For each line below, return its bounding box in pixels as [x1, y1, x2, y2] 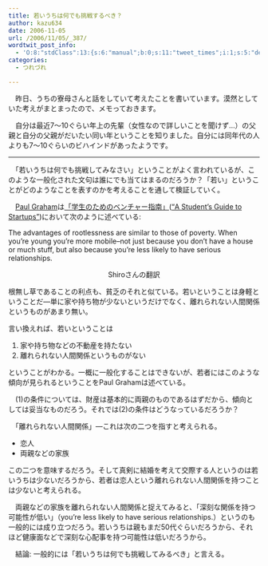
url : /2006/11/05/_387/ [8, 34, 88, 42]
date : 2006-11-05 [8, 26, 66, 34]
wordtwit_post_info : [8, 42, 77, 49]
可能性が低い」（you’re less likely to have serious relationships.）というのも [8, 512, 255, 521]
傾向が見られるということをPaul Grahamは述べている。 [8, 377, 190, 387]
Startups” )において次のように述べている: [8, 212, 142, 221]
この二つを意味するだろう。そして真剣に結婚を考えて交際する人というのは [8, 465, 252, 475]
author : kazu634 [8, 19, 62, 27]
